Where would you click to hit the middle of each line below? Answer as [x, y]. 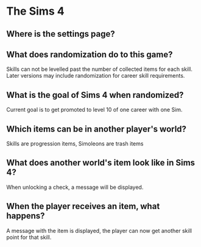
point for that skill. [29, 237]
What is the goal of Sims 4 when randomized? [95, 95]
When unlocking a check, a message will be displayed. [75, 187]
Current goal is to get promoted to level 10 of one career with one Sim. [94, 110]
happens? [26, 216]
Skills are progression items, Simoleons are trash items [75, 144]
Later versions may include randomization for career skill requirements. [96, 76]
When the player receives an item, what [83, 206]
